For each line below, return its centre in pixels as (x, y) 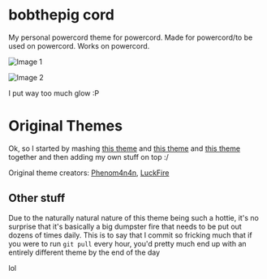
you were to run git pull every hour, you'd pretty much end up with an (127, 243)
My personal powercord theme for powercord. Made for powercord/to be (131, 37)
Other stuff (37, 198)
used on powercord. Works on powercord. (79, 45)
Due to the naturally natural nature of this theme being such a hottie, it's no (134, 217)
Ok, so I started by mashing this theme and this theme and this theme (125, 148)
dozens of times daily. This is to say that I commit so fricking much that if (131, 235)
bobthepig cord (62, 15)
